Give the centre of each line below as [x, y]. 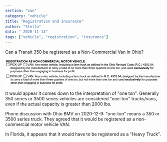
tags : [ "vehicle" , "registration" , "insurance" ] [57, 37]
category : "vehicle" [27, 16]
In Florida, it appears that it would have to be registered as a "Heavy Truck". [83, 134]
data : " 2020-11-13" [27, 32]
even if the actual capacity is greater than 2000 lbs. [58, 104]
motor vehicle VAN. [50, 124]
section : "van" [21, 11]
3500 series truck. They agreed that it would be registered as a [70, 119]
